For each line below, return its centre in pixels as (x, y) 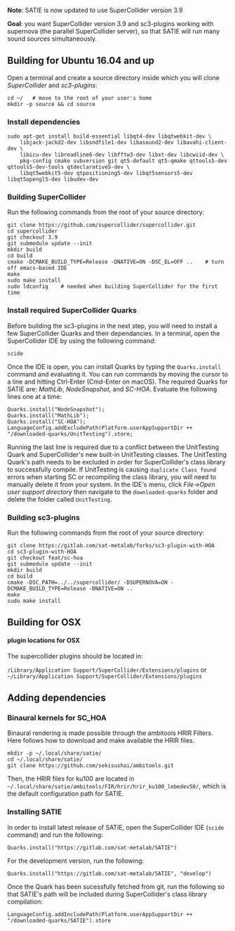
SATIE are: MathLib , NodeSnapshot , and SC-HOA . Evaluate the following (112, 389)
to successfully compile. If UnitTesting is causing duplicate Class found (112, 469)
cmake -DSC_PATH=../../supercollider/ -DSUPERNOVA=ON (88, 582)
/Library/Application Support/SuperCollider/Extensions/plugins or (107, 670)
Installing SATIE (34, 812)
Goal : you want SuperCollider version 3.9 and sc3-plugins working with (110, 24)
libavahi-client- (202, 143)
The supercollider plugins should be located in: (75, 656)
